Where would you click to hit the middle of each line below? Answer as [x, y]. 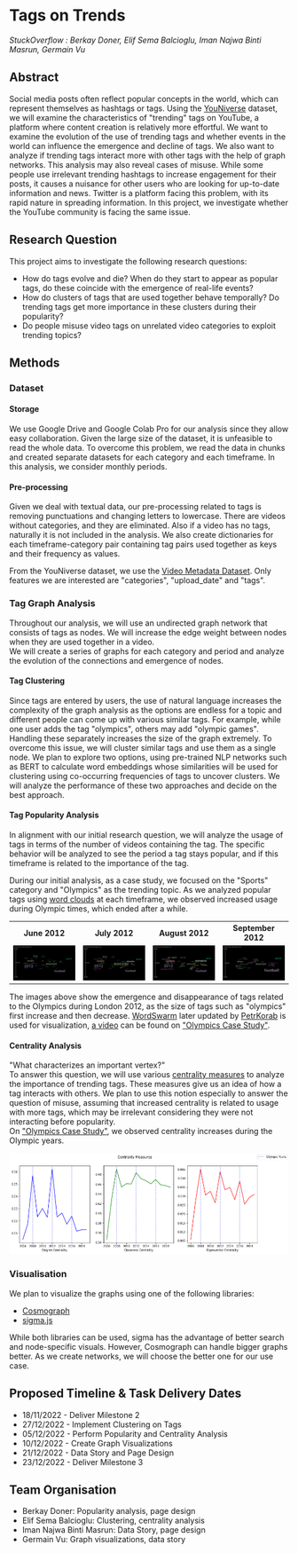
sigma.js [37, 1320]
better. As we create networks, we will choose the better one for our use [141, 1356]
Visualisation [38, 1274]
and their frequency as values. [65, 554]
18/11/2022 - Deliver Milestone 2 [81, 1415]
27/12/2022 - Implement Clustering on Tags [102, 1424]
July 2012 [114, 933]
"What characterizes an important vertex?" [87, 1065]
